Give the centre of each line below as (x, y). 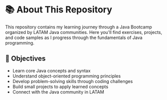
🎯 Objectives (26, 59)
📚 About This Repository (59, 10)
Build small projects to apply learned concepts (60, 86)
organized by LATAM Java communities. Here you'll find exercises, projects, (84, 32)
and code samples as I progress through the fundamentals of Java (74, 37)
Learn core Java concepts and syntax (51, 70)
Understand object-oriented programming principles (67, 76)
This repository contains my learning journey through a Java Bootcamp (78, 27)
